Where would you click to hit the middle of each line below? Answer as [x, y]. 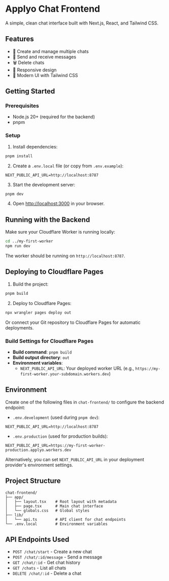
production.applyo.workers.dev [38, 450]
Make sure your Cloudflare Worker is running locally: [60, 232]
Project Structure [33, 481]
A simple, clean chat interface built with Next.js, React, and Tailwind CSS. [82, 23]
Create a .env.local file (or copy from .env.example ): [68, 166]
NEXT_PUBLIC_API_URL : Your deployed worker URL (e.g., [77, 368]
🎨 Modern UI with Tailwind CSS [45, 75]
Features [20, 39]
